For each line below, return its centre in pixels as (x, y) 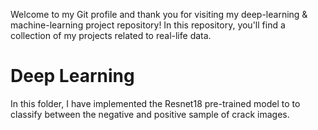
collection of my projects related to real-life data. (111, 35)
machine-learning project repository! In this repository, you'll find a (148, 25)
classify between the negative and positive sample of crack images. (150, 114)
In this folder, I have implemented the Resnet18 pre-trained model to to (155, 103)
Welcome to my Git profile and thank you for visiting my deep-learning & (159, 14)
